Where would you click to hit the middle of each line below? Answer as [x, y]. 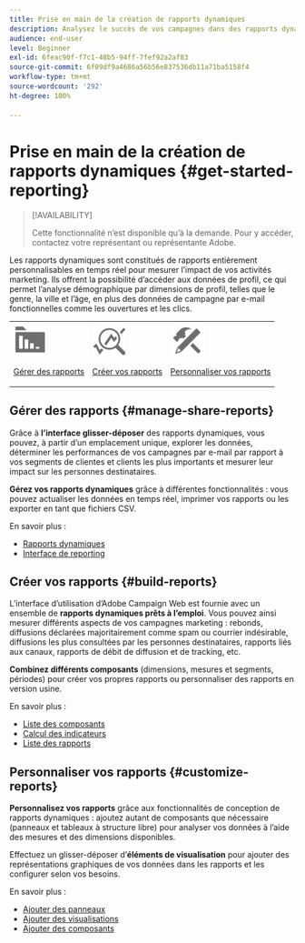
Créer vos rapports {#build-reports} [113, 582]
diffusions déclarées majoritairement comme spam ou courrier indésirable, [149, 633]
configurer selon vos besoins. [65, 874]
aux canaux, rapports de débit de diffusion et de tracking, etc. [125, 652]
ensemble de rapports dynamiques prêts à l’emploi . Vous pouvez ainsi [143, 613]
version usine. [35, 689]
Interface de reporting [64, 553]
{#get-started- [236, 171]
